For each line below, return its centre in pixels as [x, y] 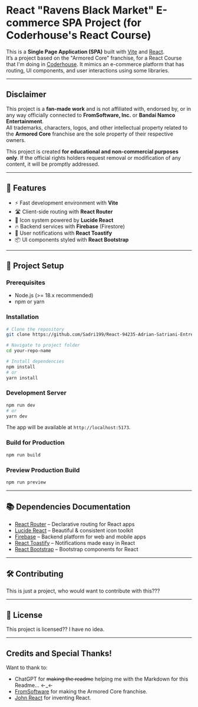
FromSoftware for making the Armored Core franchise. [81, 692]
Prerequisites [26, 282]
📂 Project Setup [35, 266]
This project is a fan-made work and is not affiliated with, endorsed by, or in [99, 108]
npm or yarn [29, 302]
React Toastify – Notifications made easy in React [75, 542]
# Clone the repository [35, 329]
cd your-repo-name [29, 351]
